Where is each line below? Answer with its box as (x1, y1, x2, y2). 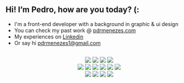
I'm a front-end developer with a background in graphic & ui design (14, 20, 179, 27)
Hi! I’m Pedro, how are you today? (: (5, 5, 139, 15)
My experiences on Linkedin (14, 33, 84, 40)
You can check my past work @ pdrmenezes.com (14, 27, 136, 34)
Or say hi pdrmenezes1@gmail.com (14, 39, 101, 46)
